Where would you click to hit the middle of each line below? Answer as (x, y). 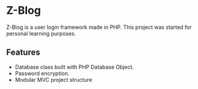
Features (23, 53)
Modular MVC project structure (53, 79)
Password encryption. (42, 73)
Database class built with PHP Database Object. (74, 67)
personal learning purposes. (41, 33)
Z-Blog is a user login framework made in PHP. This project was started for (99, 27)
